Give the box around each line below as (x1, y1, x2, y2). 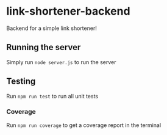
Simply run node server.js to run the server (6, 58, 116, 65)
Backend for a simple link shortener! (6, 24, 98, 32)
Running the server (6, 42, 81, 53)
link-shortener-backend (6, 4, 130, 18)
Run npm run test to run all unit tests (6, 92, 99, 100)
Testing (6, 76, 36, 87)
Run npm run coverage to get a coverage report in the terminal (6, 121, 162, 129)
